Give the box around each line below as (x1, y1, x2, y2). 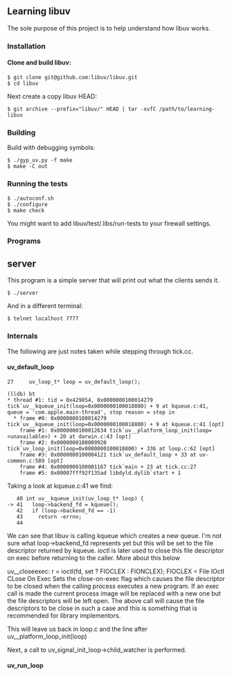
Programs (7, 236, 42, 246)
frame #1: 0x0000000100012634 (19, 427, 107, 434)
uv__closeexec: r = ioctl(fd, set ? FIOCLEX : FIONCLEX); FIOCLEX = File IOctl (7, 567, 225, 575)
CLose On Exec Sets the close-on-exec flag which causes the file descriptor (7, 574, 225, 582)
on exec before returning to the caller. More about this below (7, 553, 181, 561)
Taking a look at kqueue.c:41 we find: (7, 482, 113, 490)
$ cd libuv (7, 80, 39, 87)
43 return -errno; (16, 513, 82, 520)
